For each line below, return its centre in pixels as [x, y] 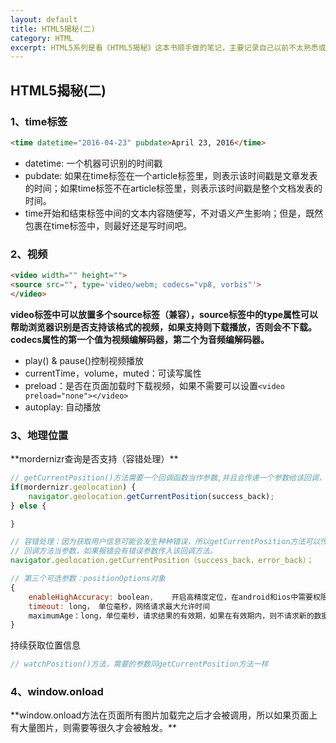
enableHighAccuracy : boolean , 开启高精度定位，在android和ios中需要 [170, 597]
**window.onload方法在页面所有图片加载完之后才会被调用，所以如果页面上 [164, 715]
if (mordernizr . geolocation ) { [73, 487]
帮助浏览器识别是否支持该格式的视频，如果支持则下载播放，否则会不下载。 [163, 327]
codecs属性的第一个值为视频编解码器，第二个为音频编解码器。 [140, 339]
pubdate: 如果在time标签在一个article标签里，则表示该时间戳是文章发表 [171, 175]
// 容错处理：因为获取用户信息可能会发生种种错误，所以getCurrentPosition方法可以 [165, 542]
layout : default [44, 19]
